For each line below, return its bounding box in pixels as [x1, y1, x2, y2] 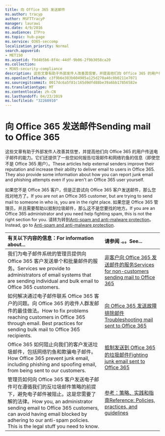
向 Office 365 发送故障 [104, 303, 157, 309]
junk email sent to [104, 358, 145, 365]
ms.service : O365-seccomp [5, 39, 58, 44]
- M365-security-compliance [5, 67, 63, 72]
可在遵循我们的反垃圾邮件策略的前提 [12, 384, 97, 390]
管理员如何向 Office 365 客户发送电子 [7, 376, 94, 383]
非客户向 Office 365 [104, 254, 151, 261]
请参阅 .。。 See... [104, 238, 142, 245]
